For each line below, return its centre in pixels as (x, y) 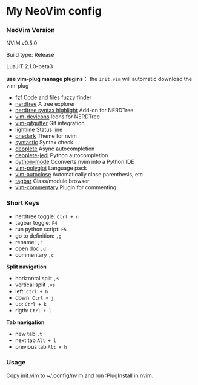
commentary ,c (35, 254)
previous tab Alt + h (41, 346)
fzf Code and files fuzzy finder (53, 97)
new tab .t (28, 334)
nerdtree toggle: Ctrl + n (47, 216)
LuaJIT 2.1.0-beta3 (30, 66)
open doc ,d (31, 248)
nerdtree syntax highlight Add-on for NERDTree (74, 111)
